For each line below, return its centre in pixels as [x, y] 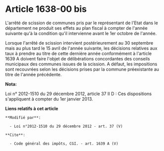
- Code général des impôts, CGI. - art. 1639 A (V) [64, 144]
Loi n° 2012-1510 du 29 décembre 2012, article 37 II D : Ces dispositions [79, 94]
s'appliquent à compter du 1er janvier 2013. [49, 99]
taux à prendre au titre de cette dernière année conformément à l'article [79, 53]
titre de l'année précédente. [33, 74]
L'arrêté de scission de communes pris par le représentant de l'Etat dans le [82, 23]
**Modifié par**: [23, 117]
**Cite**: [15, 135]
